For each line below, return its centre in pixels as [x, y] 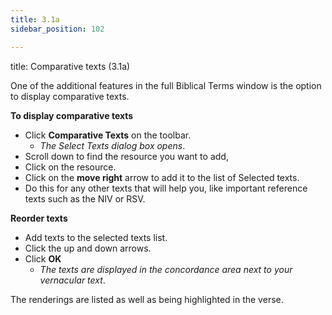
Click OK [43, 258]
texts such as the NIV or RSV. [85, 198]
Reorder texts [39, 218]
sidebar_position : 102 [57, 29]
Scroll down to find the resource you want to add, [126, 156]
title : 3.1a [35, 19]
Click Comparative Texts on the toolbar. [108, 135]
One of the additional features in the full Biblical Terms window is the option [166, 85]
